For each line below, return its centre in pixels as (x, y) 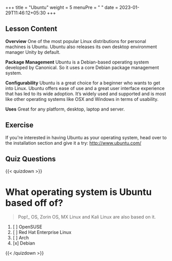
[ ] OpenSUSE (27, 227)
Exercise (20, 125)
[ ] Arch (21, 238)
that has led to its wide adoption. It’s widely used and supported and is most (86, 94)
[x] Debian (24, 243)
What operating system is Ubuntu (79, 192)
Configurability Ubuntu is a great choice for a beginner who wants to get (83, 83)
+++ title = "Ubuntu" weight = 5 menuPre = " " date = (62, 7)
